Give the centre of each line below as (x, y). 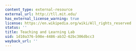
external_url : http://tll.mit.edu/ (41, 14)
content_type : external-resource (39, 9)
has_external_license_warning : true (42, 18)
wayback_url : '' (21, 41)
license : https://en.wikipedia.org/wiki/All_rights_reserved (68, 23)
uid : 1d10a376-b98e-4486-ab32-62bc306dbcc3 (50, 37)
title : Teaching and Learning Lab (40, 32)
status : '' (16, 28)
